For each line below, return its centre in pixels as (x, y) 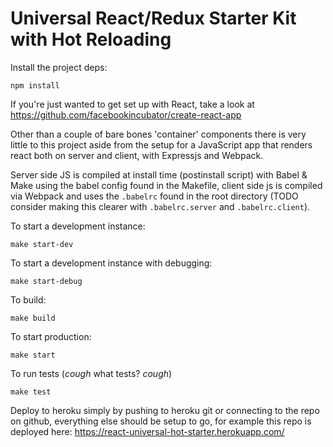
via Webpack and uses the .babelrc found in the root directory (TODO (154, 196)
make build (33, 318)
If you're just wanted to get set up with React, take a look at (132, 104)
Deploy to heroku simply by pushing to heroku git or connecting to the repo (165, 410)
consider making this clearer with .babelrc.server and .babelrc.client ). (160, 206)
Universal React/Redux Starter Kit (153, 18)
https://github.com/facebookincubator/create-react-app (126, 114)
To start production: (51, 336)
